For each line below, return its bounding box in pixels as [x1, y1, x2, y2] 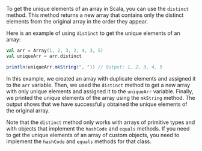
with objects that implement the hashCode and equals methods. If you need [6, 125, 190, 132]
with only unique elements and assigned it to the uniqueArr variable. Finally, [6, 87, 194, 95]
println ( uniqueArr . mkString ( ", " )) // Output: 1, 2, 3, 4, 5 [6, 64, 163, 70]
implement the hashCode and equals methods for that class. [6, 138, 151, 145]
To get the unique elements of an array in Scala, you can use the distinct [6, 5, 189, 12]
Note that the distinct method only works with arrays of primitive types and [6, 119, 195, 126]
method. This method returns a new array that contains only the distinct [6, 11, 184, 19]
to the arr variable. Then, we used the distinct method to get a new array [6, 81, 191, 88]
